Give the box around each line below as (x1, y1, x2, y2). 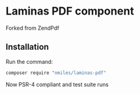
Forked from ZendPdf (5, 24, 59, 32)
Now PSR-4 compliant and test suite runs (5, 81, 109, 88)
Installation (5, 42, 49, 52)
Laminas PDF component (5, 4, 135, 18)
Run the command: (5, 58, 53, 65)
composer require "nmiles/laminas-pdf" (5, 70, 107, 76)
